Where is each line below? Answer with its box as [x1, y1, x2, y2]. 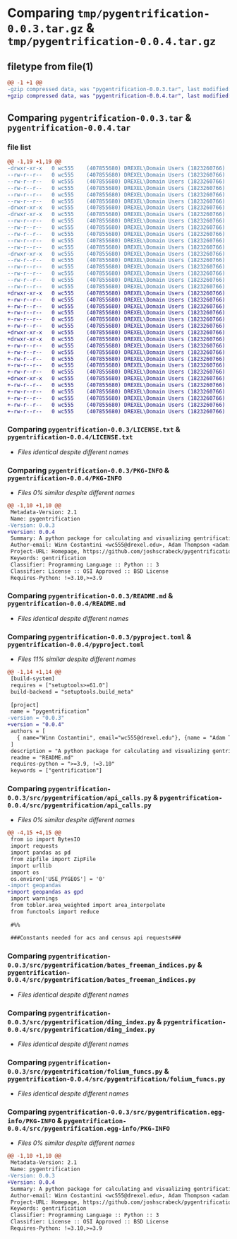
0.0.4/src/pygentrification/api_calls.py [7, 802, 152, 810]
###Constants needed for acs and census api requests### [10, 935, 181, 942]
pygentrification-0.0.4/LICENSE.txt [7, 433, 133, 441]
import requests [10, 843, 59, 850]
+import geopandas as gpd [7, 889, 83, 896]
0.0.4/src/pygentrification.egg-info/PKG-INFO [7, 1125, 171, 1133]
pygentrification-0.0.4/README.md [7, 600, 126, 608]
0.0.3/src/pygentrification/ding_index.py [7, 1018, 155, 1026]
